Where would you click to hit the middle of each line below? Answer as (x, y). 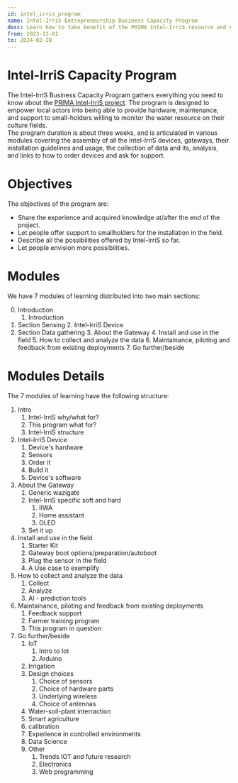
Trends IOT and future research (85, 756)
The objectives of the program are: (58, 204)
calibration (44, 726)
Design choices (51, 673)
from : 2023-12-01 (33, 34)
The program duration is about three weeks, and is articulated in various (113, 133)
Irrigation (41, 666)
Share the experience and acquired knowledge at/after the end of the (119, 218)
